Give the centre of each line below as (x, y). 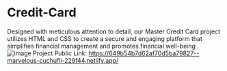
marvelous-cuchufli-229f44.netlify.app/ (63, 60)
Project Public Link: (60, 53)
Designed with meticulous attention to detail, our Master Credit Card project (114, 31)
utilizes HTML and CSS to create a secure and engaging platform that (105, 38)
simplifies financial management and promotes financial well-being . (103, 46)
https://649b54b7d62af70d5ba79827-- (144, 53)
